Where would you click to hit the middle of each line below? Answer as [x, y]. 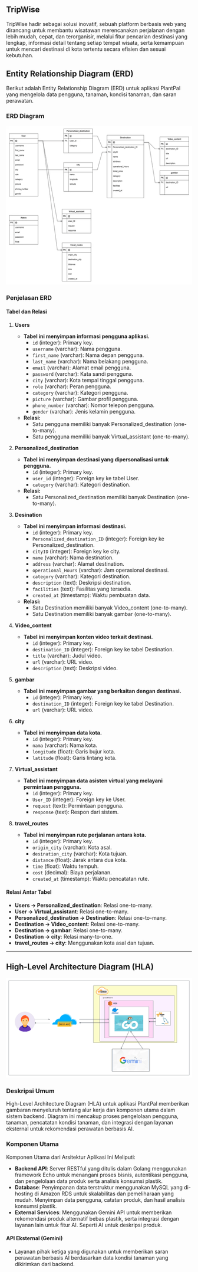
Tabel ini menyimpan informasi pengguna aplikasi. [87, 336]
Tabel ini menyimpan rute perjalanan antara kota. [85, 835]
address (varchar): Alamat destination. [78, 563]
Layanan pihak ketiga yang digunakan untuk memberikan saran [91, 1251]
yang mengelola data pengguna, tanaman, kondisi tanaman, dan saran [91, 94]
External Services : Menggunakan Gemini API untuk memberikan [93, 1212]
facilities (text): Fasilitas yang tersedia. [82, 589]
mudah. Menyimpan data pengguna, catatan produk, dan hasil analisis [100, 1199]
